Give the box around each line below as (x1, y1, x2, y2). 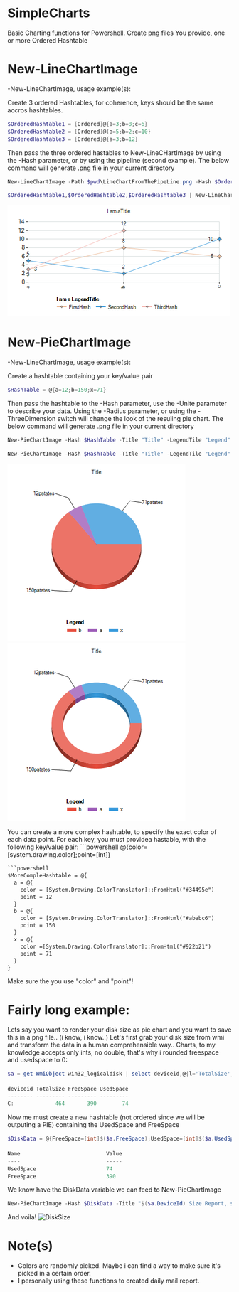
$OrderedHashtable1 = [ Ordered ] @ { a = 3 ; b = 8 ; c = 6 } (7, 120, 148, 127)
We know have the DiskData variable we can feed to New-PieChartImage (7, 1185, 222, 1194)
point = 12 (20, 893, 53, 900)
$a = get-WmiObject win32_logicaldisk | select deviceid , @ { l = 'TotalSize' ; (7, 1070, 234, 1077)
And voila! (7, 1213, 37, 1222)
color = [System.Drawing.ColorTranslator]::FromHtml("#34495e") (20, 886, 215, 893)
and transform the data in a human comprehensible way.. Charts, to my (7, 1040, 216, 1049)
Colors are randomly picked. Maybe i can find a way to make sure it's (17, 1261, 221, 1270)
